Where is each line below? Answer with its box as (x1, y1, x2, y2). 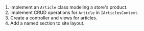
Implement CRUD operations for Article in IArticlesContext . (10, 9, 139, 15)
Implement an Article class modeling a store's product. (10, 4, 128, 10)
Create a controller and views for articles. (10, 15, 98, 20)
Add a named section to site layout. (10, 20, 85, 26)
